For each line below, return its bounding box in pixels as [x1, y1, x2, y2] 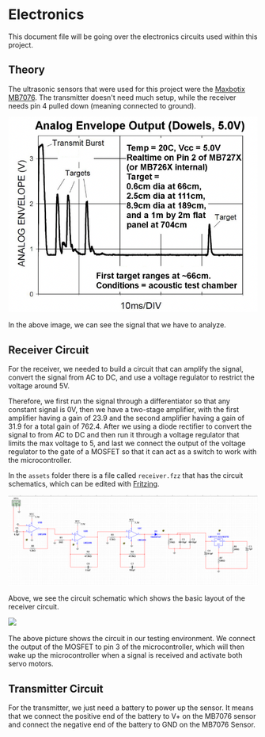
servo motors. [8, 659, 54, 669]
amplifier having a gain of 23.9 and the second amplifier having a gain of [8, 414, 245, 423]
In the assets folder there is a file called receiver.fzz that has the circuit [8, 471, 244, 480]
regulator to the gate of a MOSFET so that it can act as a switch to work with [8, 447, 257, 456]
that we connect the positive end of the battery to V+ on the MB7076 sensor [8, 712, 256, 721]
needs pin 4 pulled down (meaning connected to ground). [8, 101, 196, 110]
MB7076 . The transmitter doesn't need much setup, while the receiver [8, 93, 237, 102]
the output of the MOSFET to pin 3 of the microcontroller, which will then [8, 642, 245, 651]
